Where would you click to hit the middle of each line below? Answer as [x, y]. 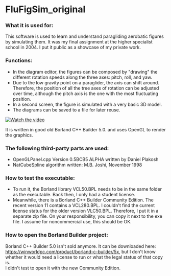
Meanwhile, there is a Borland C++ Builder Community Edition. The [83, 200]
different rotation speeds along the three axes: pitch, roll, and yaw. [82, 77]
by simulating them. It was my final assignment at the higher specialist [79, 42]
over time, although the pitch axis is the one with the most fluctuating [85, 94]
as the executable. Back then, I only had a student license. [74, 195]
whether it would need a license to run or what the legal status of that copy [84, 257]
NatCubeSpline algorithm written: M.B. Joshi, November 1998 [77, 165]
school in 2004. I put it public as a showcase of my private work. [73, 48]
